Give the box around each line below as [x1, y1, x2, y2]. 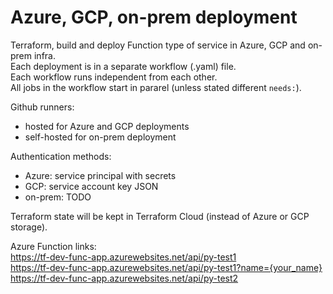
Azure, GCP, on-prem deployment [10, 6, 298, 29]
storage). [10, 221, 48, 233]
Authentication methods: [10, 150, 112, 162]
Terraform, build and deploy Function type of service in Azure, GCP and [10, 39, 306, 51]
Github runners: [10, 101, 75, 113]
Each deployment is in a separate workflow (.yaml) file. [10, 60, 237, 72]
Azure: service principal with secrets [24, 169, 177, 181]
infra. [33, 49, 56, 61]
